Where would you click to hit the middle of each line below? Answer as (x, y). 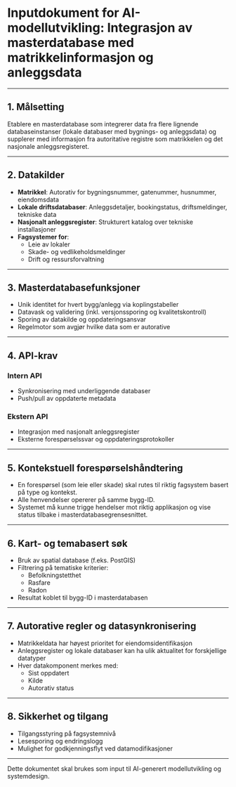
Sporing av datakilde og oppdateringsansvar (81, 319)
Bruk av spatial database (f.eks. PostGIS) (76, 560)
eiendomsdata (38, 199)
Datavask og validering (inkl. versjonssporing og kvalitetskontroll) (112, 312)
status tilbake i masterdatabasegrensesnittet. (83, 515)
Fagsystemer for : (43, 237)
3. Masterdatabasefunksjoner (74, 287)
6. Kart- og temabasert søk (67, 543)
